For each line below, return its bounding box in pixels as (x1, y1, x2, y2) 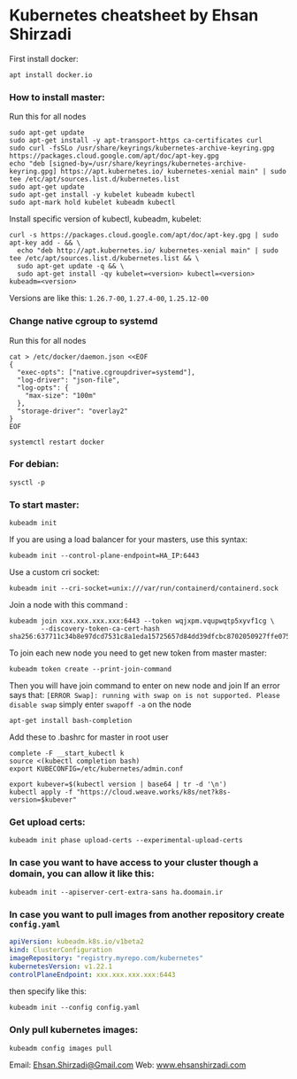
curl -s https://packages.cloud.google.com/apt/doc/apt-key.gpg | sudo (9, 231, 278, 240)
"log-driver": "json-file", (17, 376, 121, 384)
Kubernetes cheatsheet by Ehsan (9, 5, 259, 26)
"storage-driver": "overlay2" (17, 407, 128, 415)
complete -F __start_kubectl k (9, 749, 125, 758)
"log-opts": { (17, 383, 69, 392)
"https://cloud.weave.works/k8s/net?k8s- (76, 788, 232, 797)
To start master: (9, 498, 80, 510)
